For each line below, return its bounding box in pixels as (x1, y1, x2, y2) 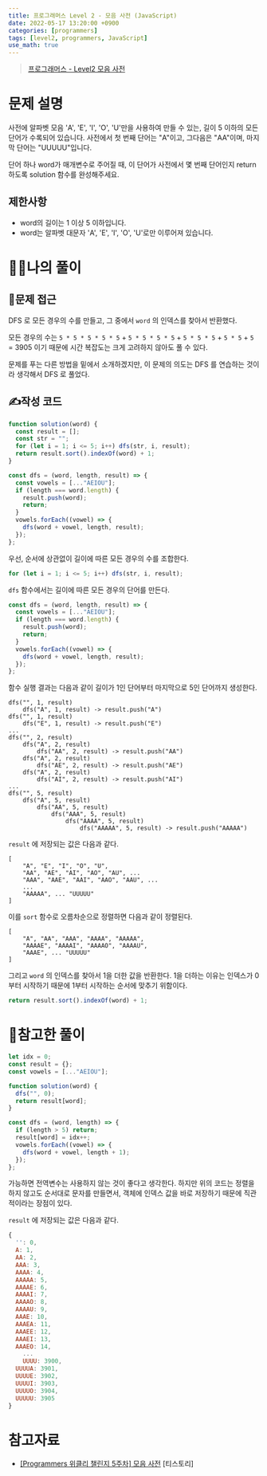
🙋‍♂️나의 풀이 (8, 259, 82, 277)
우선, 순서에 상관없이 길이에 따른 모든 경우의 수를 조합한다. (8, 553, 189, 563)
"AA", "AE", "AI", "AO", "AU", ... (22, 870, 141, 877)
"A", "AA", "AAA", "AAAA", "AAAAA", (22, 935, 145, 943)
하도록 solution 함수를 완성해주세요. (8, 170, 120, 179)
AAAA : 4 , (15, 1268, 45, 1276)
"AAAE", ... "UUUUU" (22, 949, 91, 957)
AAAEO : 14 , (15, 1342, 52, 1351)
